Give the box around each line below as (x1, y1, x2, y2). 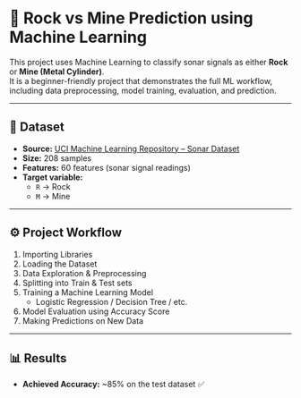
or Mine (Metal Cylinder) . (9, 66, 105, 77)
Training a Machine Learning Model (21, 286, 154, 298)
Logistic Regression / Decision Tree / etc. (35, 296, 188, 307)
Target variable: (21, 172, 83, 182)
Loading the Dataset (21, 258, 98, 269)
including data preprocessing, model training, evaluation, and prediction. (9, 85, 277, 96)
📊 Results (9, 351, 67, 366)
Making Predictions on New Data (21, 315, 144, 326)
